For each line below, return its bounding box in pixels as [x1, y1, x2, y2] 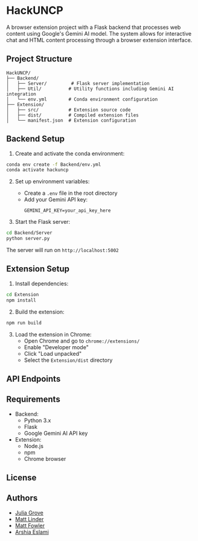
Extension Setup [6, 264, 69, 274]
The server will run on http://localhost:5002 [6, 247, 119, 254]
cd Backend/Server [6, 230, 53, 236]
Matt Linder [14, 515, 44, 522]
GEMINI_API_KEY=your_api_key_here [24, 207, 111, 214]
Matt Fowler [14, 522, 45, 529]
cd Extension [6, 291, 39, 297]
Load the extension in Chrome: [14, 331, 92, 338]
